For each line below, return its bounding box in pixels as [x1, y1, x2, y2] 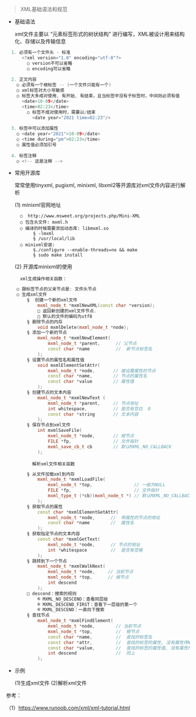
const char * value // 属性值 [47, 379, 134, 385]
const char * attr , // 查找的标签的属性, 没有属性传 [47, 639, 188, 645]
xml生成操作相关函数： [20, 276, 67, 282]
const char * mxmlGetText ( [37, 536, 100, 542]
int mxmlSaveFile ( [37, 428, 82, 434]
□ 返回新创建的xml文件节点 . [37, 308, 97, 314]
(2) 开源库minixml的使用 [14, 263, 73, 271]
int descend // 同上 [47, 650, 135, 656]
